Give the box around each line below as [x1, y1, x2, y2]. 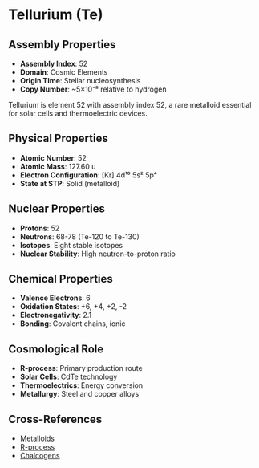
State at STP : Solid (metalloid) [19, 178, 120, 188]
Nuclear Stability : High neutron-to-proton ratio [19, 249, 176, 258]
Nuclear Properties [8, 202, 106, 216]
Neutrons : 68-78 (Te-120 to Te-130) [19, 231, 140, 242]
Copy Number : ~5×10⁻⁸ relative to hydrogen [19, 84, 167, 94]
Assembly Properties [8, 38, 116, 51]
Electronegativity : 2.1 [19, 311, 92, 320]
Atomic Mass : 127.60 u [19, 161, 96, 171]
